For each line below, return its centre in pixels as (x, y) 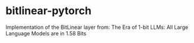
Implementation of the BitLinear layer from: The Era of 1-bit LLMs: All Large (97, 27)
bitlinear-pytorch (49, 11)
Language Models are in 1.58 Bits (46, 33)
